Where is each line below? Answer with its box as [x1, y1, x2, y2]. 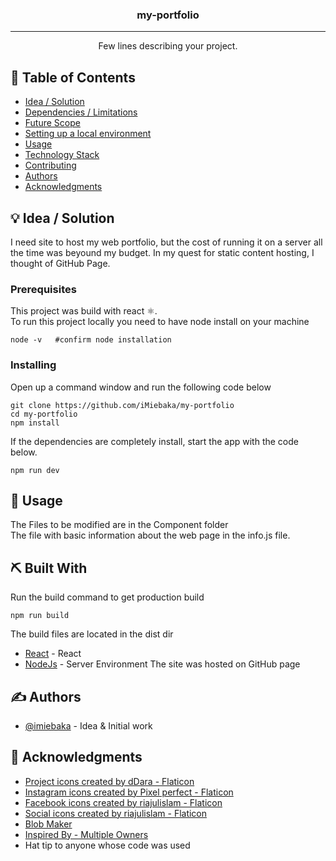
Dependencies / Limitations [24, 106, 138, 118]
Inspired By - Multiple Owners [24, 828, 149, 840]
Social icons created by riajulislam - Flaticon [24, 807, 208, 819]
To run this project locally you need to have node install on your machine [10, 316, 310, 328]
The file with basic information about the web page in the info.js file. [10, 529, 291, 542]
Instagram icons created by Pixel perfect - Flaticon [24, 786, 234, 798]
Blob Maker [24, 818, 73, 830]
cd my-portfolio [10, 409, 78, 419]
